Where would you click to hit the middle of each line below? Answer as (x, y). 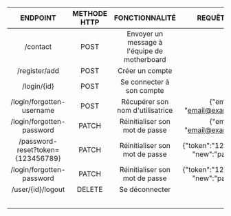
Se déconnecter (145, 190)
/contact (38, 46)
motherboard (145, 60)
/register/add (38, 71)
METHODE (90, 13)
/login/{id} (38, 86)
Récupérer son (145, 101)
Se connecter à (145, 82)
